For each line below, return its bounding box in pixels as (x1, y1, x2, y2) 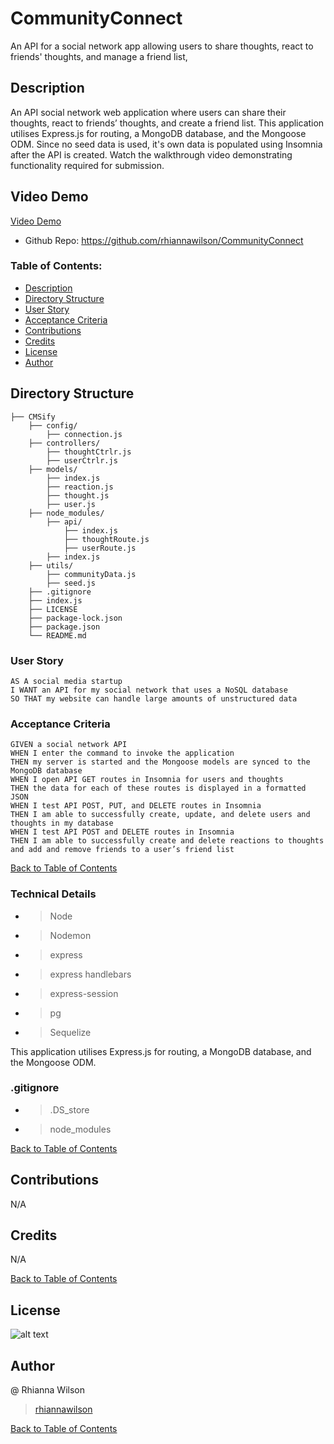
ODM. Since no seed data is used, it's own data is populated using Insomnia (10, 138, 323, 150)
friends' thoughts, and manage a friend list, (10, 50, 188, 62)
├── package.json (28, 622, 101, 632)
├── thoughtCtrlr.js (46, 447, 132, 457)
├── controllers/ (28, 438, 101, 448)
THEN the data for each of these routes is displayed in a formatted (10, 783, 307, 794)
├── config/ (28, 420, 78, 431)
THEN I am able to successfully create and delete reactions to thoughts (10, 836, 325, 846)
